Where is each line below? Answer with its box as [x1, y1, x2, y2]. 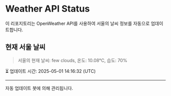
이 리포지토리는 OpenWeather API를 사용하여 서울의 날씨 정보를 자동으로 [5, 20, 150, 26]
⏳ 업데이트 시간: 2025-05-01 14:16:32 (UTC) [5, 68, 96, 74]
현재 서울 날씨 [5, 43, 46, 52]
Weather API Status [5, 3, 90, 15]
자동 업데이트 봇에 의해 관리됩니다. [5, 85, 73, 91]
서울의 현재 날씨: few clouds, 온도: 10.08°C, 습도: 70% [17, 57, 128, 63]
